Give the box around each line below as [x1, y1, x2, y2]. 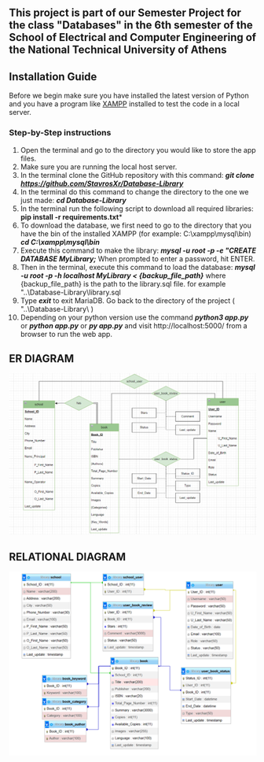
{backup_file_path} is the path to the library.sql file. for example [20, 279, 226, 288]
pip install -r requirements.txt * [20, 212, 123, 221]
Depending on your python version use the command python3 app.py [20, 313, 249, 322]
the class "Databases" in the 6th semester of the [9, 19, 254, 32]
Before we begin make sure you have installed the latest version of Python [9, 91, 250, 101]
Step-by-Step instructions [9, 128, 112, 139]
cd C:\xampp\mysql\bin [20, 237, 101, 246]
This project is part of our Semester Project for [9, 6, 242, 20]
